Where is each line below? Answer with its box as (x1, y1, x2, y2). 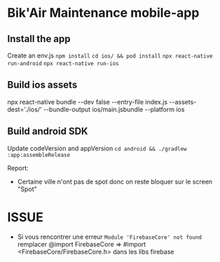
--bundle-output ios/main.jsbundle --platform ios (43, 105, 185, 113)
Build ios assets (7, 79, 78, 91)
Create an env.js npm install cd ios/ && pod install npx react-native (7, 51, 213, 60)
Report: (7, 163, 29, 172)
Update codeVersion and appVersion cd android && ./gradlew (7, 144, 187, 152)
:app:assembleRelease (7, 151, 71, 158)
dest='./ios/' (7, 105, 42, 113)
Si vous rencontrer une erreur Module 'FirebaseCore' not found (17, 233, 202, 241)
